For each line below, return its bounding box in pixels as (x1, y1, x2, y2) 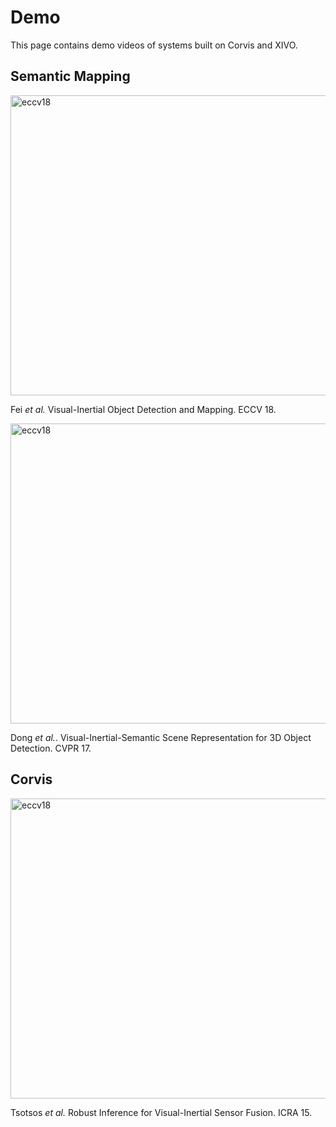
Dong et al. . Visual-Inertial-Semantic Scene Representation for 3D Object (10, 731, 312, 743)
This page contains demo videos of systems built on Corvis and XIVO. (10, 39, 298, 51)
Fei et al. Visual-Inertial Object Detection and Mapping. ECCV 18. (10, 403, 277, 415)
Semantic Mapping (10, 68, 131, 85)
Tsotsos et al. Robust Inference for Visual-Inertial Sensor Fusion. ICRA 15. (10, 1106, 313, 1118)
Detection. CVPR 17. (10, 742, 92, 754)
